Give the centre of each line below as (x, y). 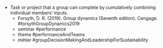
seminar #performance (42, 29)
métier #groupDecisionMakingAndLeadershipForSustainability (83, 40)
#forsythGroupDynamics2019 (49, 23)
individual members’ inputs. (39, 13)
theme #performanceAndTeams (51, 34)
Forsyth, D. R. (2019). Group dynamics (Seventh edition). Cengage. (88, 18)
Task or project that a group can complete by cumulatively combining (83, 7)
